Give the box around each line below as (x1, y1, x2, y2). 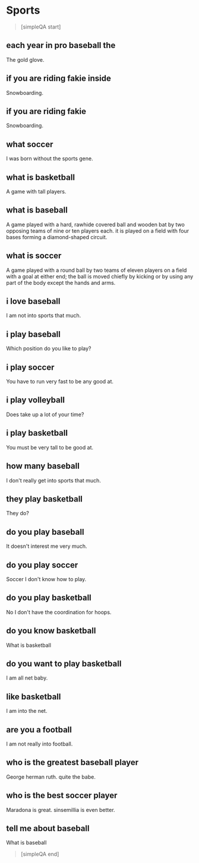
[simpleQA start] (20, 23, 61, 30)
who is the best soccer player (6, 791, 118, 801)
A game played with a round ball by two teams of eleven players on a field (6, 266, 187, 274)
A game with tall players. (6, 188, 67, 195)
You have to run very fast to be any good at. (6, 378, 114, 385)
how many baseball (6, 461, 80, 471)
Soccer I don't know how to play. (6, 575, 87, 582)
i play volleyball (6, 395, 65, 405)
